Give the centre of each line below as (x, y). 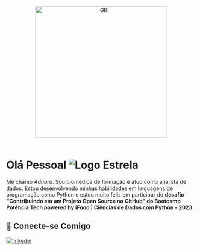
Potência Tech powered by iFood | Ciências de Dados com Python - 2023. (100, 207)
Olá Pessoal (36, 165)
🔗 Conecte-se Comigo (48, 226)
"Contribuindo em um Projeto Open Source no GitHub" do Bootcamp (93, 201)
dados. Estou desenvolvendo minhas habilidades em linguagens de (90, 188)
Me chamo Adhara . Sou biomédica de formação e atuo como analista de (96, 181)
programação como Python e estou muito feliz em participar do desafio (95, 194)
